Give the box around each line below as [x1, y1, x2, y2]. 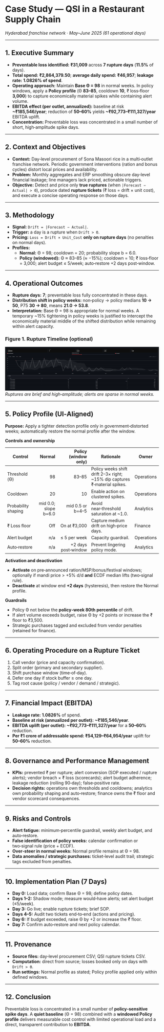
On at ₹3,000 [60, 523, 87, 529]
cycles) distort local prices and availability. [12, 166, 98, 172]
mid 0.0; [39, 500, 56, 506]
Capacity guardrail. [91, 535, 129, 541]
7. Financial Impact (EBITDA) [5, 699, 93, 708]
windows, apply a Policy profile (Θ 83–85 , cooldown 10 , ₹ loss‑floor [12, 88, 150, 93]
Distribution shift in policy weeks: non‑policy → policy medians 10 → [12, 298, 152, 303]
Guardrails [5, 597, 27, 603]
